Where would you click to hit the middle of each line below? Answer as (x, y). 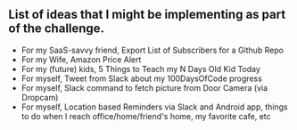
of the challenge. (56, 29)
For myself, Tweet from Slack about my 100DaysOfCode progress (141, 78)
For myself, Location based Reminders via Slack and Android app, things (154, 107)
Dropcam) (40, 97)
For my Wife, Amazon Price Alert (81, 59)
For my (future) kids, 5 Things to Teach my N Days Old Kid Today (140, 69)
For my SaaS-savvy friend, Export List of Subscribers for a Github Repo (153, 50)
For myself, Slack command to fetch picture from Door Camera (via (144, 87)
